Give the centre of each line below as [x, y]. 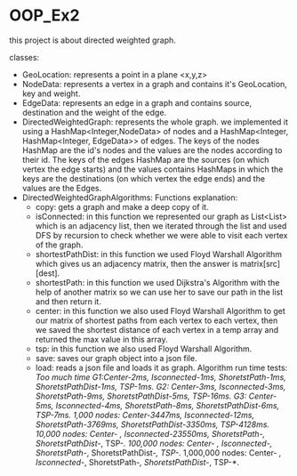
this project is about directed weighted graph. [92, 40]
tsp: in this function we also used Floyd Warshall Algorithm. [144, 349]
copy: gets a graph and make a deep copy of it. [122, 206]
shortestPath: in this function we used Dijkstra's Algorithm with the [157, 282]
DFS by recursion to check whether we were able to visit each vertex [161, 235]
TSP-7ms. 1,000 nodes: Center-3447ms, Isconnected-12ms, [145, 415]
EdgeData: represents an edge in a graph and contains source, [137, 102]
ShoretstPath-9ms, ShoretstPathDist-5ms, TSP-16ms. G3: [141, 396]
